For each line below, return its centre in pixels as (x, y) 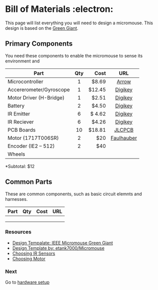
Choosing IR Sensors (34, 253)
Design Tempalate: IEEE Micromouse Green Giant (62, 243)
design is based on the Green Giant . (42, 28)
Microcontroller (26, 81)
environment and (23, 61)
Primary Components (39, 44)
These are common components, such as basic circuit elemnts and (74, 194)
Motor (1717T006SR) (33, 138)
